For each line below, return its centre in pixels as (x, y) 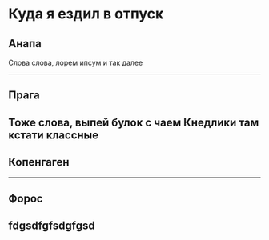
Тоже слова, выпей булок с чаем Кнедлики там (134, 122)
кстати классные (53, 135)
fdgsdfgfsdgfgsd (52, 226)
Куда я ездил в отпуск (86, 14)
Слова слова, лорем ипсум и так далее (76, 62)
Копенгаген (39, 162)
